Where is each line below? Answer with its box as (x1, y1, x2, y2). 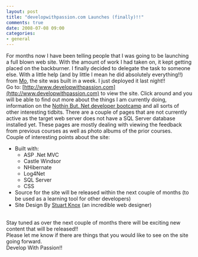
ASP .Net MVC (23, 151, 59, 158)
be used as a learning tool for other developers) (14, 195, 131, 202)
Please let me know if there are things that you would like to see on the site (6, 232, 189, 239)
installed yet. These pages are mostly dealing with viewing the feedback (6, 121, 182, 128)
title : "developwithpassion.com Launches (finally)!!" (6, 14, 144, 20)
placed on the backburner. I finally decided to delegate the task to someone (6, 65, 191, 71)
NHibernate (23, 164, 52, 171)
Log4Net (23, 170, 46, 177)
